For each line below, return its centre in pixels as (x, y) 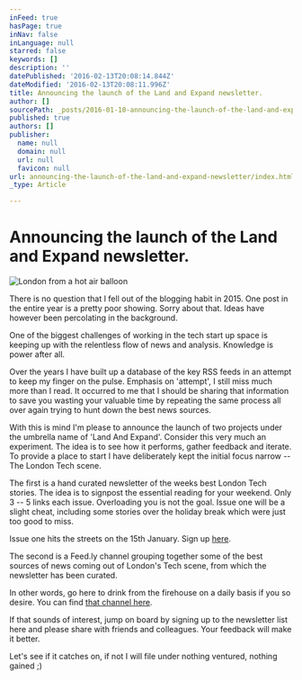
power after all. (37, 354)
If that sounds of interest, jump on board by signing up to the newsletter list (149, 620)
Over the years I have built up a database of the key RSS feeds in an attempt (151, 372)
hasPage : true (36, 26)
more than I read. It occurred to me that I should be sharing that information (149, 391)
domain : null (42, 151)
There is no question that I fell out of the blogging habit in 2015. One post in (149, 299)
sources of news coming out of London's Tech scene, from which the (138, 566)
